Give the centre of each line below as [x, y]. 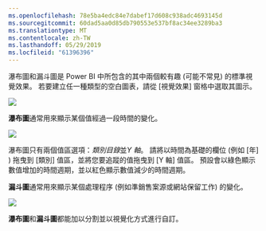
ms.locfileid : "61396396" [51, 53]
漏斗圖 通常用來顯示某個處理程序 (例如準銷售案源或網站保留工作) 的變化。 [128, 187]
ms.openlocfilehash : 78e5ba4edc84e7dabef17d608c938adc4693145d [115, 16]
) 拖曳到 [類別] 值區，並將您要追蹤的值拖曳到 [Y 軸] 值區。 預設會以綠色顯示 [132, 160]
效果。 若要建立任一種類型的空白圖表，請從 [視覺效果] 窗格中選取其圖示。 [136, 86]
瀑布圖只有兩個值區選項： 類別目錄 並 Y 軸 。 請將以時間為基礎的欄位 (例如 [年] [133, 150]
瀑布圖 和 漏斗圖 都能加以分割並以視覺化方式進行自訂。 [96, 219]
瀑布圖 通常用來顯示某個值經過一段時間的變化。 [85, 118]
